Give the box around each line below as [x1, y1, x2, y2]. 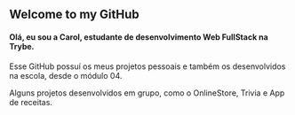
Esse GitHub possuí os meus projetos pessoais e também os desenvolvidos [9, 61, 286, 72]
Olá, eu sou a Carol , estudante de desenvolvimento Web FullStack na [9, 31, 268, 42]
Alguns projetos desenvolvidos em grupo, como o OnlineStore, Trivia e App [9, 88, 285, 98]
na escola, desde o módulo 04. [9, 70, 123, 80]
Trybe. [9, 41, 35, 51]
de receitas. [9, 96, 53, 107]
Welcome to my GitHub [9, 7, 140, 22]
